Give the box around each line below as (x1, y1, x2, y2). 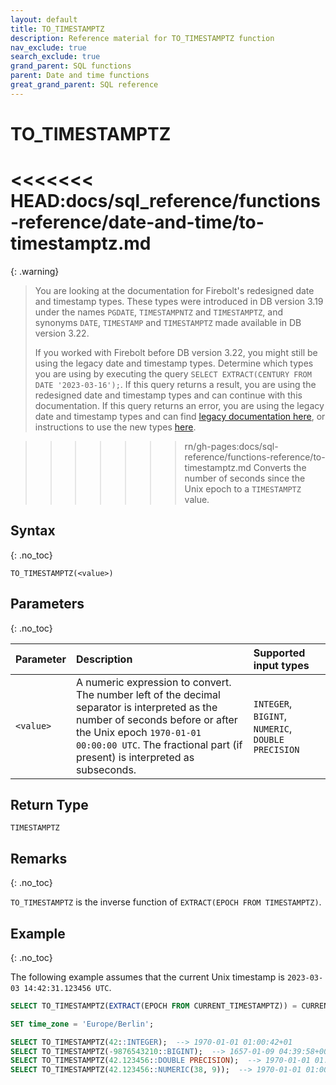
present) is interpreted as (75, 750, 195, 764)
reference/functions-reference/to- (184, 451, 326, 463)
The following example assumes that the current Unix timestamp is (10, 971, 285, 983)
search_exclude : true (10, 52, 101, 62)
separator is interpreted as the (75, 700, 218, 714)
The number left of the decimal (75, 687, 221, 701)
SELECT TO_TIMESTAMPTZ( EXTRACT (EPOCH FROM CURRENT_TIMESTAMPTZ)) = (10, 1001, 298, 1011)
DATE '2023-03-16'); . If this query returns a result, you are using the (34, 378, 317, 390)
